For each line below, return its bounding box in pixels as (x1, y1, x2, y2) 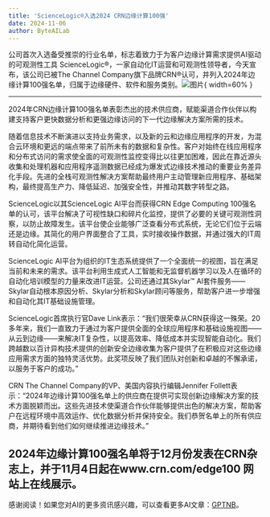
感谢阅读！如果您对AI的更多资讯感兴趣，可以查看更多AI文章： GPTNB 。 (8, 500, 243, 510)
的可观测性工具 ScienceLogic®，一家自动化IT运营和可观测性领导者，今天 (8, 59, 250, 69)
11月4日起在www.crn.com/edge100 (60, 462, 241, 475)
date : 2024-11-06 (8, 19, 67, 27)
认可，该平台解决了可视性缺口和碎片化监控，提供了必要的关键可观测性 (22, 209, 255, 219)
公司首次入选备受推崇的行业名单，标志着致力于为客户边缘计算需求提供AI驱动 (8, 50, 262, 59)
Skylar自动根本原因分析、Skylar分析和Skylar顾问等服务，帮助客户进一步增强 (8, 286, 261, 296)
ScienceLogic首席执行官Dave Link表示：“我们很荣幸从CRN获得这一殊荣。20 (8, 314, 261, 323)
